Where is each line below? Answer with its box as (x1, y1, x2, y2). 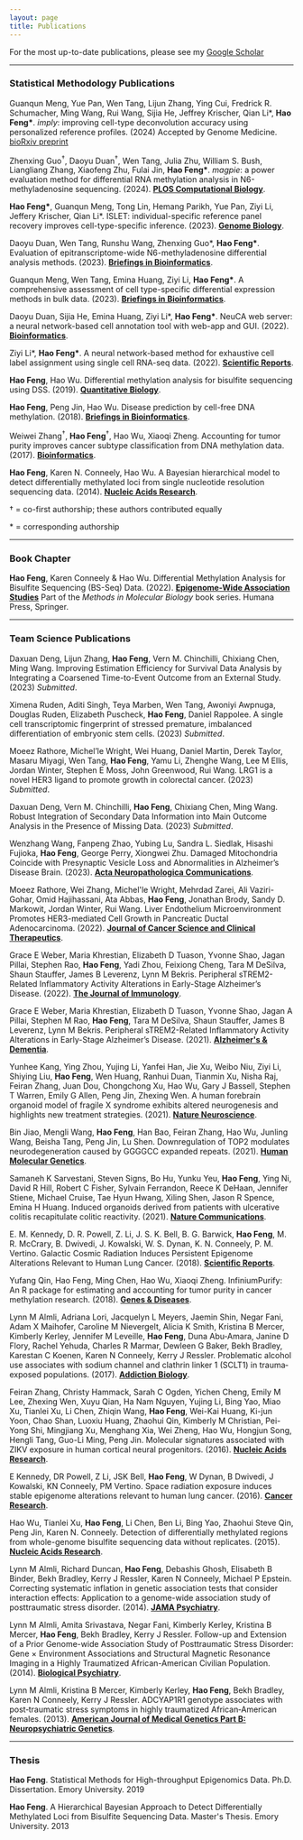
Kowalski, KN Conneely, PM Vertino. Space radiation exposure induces (9, 1480, 272, 1491)
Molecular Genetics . (9, 1155, 87, 1166)
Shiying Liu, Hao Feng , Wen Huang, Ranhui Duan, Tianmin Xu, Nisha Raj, (9, 1071, 279, 1081)
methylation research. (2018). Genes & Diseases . (9, 1293, 192, 1304)
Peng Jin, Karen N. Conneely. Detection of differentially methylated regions (9, 1526, 289, 1538)
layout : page (9, 13, 59, 23)
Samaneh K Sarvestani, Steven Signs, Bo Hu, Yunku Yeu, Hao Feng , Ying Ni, (9, 1173, 292, 1183)
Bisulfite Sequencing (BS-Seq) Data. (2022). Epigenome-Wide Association (9, 583, 290, 593)
